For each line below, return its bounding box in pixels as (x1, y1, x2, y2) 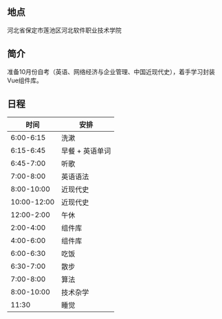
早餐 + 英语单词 (60, 146, 111, 156)
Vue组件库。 (7, 76, 43, 84)
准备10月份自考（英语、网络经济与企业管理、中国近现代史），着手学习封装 (7, 67, 215, 75)
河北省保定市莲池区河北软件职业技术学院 (7, 26, 122, 34)
